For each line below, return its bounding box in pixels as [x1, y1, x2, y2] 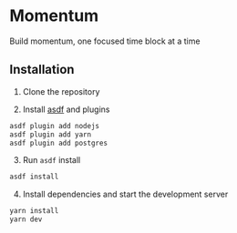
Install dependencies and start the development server [22, 188, 229, 200]
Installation [9, 62, 75, 77]
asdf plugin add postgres [9, 138, 108, 147]
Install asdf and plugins [22, 104, 110, 115]
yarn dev [9, 215, 43, 224]
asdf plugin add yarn [9, 129, 92, 139]
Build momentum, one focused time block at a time [9, 35, 201, 46]
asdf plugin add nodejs [9, 121, 100, 130]
